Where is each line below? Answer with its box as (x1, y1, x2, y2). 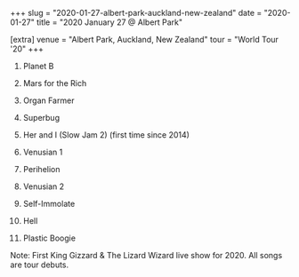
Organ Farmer (22, 95, 75, 106)
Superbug (22, 113, 61, 123)
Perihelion (22, 164, 61, 174)
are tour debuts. (10, 259, 69, 270)
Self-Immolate (22, 199, 76, 209)
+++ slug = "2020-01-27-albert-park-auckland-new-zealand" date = (10, 8, 263, 18)
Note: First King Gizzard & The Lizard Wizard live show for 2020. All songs (10, 250, 283, 260)
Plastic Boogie (22, 233, 77, 243)
